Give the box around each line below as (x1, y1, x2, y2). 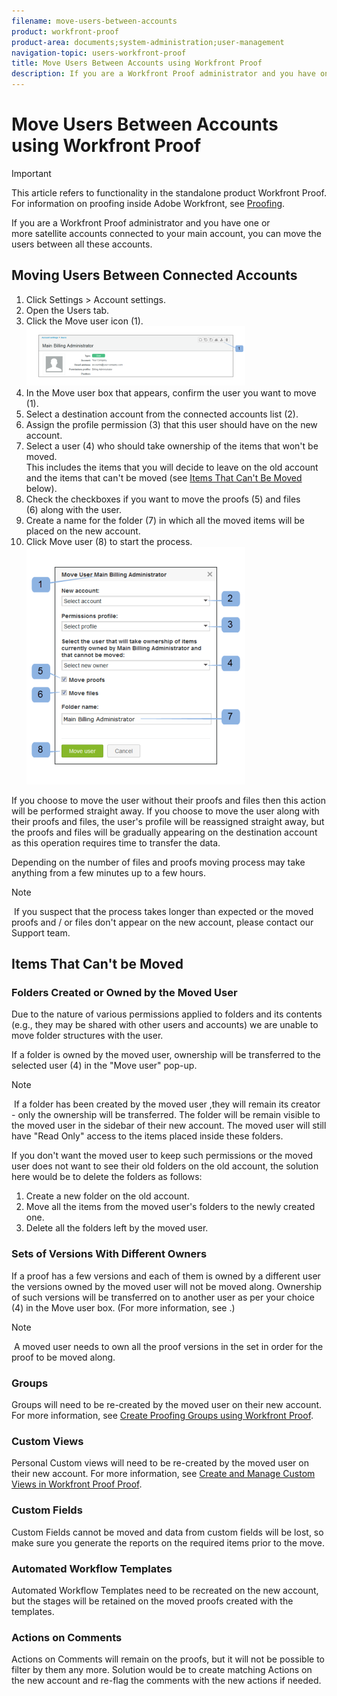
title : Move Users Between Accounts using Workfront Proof (11, 58, 263, 69)
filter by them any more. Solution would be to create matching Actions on (11, 1664, 313, 1676)
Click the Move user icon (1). (25, 315, 144, 327)
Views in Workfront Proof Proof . (11, 1478, 143, 1490)
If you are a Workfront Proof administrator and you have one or (11, 216, 271, 229)
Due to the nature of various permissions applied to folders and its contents (11, 1008, 323, 1020)
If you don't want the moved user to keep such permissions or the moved (11, 1150, 313, 1162)
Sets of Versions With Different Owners (11, 1247, 208, 1261)
